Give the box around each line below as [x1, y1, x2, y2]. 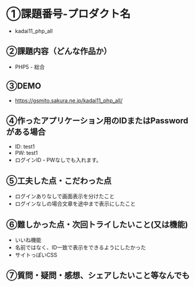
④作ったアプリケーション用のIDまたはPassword [6, 115, 188, 126]
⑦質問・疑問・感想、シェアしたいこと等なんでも [6, 270, 190, 280]
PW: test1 [14, 149, 38, 157]
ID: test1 [14, 143, 35, 150]
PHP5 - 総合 [14, 63, 45, 71]
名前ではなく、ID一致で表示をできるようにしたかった [14, 244, 147, 251]
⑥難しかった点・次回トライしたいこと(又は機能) [6, 219, 188, 230]
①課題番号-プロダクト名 [6, 7, 131, 21]
